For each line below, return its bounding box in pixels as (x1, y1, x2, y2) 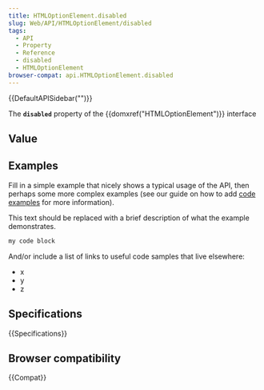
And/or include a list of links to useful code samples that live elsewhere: (8, 251, 246, 261)
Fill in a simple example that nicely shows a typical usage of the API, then (8, 180, 250, 190)
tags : (8, 26, 26, 34)
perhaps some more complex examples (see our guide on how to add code (8, 189, 256, 199)
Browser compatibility (8, 352, 122, 365)
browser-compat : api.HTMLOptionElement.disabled (8, 71, 174, 79)
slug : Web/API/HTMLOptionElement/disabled (8, 19, 152, 27)
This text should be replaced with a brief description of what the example (8, 213, 250, 223)
